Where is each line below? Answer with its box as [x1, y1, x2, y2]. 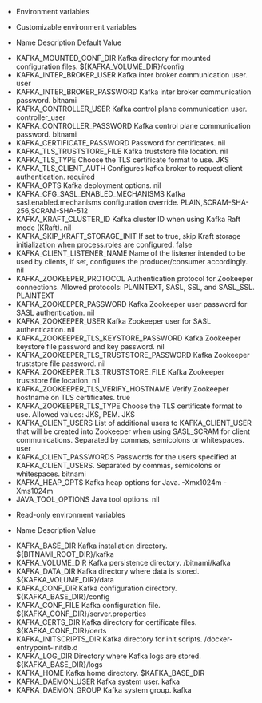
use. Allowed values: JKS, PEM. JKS [15, 410, 136, 419]
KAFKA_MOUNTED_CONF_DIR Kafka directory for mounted [15, 54, 212, 62]
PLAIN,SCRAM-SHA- [180, 197, 249, 207]
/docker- [204, 634, 233, 644]
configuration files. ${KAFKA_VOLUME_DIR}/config [15, 62, 185, 71]
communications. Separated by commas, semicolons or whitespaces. [15, 435, 245, 444]
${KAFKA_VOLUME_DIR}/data [15, 575, 114, 584]
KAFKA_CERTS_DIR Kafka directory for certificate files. [15, 618, 197, 626]
